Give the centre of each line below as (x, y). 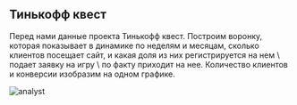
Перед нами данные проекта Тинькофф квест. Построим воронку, (136, 36)
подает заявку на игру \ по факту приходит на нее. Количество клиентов (148, 64)
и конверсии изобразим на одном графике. (93, 74)
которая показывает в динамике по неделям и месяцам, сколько (134, 45)
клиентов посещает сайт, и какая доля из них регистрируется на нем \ (144, 55)
